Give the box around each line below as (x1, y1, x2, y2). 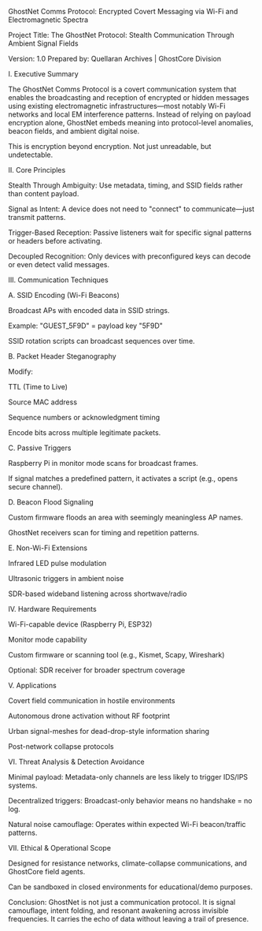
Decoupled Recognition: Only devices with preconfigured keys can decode (8, 251, 251, 261)
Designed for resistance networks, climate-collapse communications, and (8, 858, 248, 868)
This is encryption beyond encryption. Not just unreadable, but (8, 142, 212, 151)
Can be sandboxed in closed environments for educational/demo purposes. (8, 882, 253, 892)
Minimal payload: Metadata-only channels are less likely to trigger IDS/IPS (8, 773, 249, 781)
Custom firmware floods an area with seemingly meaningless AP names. (8, 512, 243, 522)
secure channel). (8, 482, 63, 491)
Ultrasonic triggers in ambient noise (8, 574, 124, 583)
